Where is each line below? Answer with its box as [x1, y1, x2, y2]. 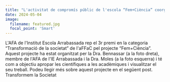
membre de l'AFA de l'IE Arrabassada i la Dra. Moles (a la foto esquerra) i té [5, 56, 162, 62]
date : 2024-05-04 [5, 12, 42, 17]
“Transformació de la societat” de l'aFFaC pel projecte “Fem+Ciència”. [5, 45, 152, 51]
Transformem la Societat [5, 72, 57, 78]
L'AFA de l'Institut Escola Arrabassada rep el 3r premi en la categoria [5, 40, 148, 46]
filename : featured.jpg [10, 21, 60, 27]
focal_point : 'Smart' [10, 26, 56, 31]
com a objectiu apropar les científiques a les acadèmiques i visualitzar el [5, 61, 157, 67]
